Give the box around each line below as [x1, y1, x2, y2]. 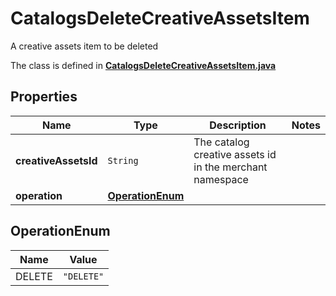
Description [209, 118, 267, 132]
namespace [193, 172, 249, 186]
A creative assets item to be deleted [10, 40, 159, 52]
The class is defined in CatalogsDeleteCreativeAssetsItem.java [10, 59, 277, 71]
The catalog [193, 135, 250, 149]
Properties [10, 88, 78, 106]
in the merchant [193, 160, 268, 174]
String [107, 155, 139, 166]
